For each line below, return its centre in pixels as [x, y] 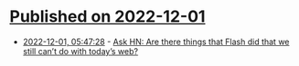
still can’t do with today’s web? [80, 51]
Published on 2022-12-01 [107, 17]
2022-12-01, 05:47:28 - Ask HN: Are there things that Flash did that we [156, 42]
